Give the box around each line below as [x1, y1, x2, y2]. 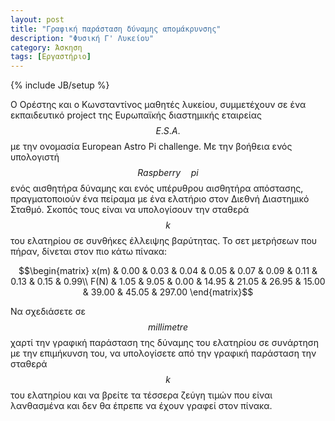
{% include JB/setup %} [10, 79, 110, 91]
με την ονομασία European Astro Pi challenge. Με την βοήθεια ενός [10, 141, 293, 153]
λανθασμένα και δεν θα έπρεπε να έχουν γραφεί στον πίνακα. [10, 400, 273, 412]
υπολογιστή [10, 151, 60, 163]
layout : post [10, 14, 65, 25]
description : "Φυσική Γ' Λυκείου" [10, 33, 155, 43]
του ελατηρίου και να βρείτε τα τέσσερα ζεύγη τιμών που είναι [10, 389, 273, 401]
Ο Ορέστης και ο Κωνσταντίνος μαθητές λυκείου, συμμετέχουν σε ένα [10, 99, 307, 111]
